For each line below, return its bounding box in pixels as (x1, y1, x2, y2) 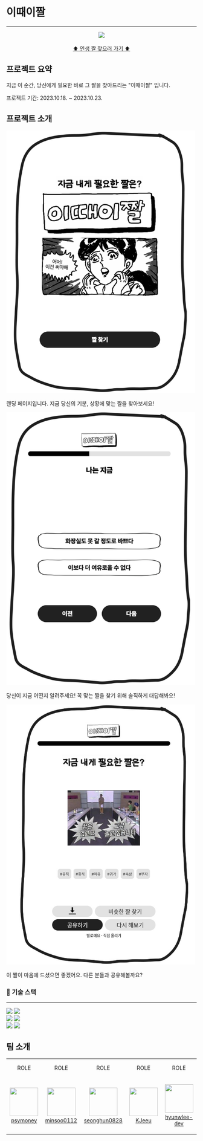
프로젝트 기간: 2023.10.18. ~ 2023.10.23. (6, 94, 103, 102)
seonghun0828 (83, 1116, 123, 1124)
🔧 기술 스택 (6, 987, 36, 996)
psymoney (11, 1116, 37, 1124)
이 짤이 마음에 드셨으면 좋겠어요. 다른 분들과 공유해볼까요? (6, 971, 143, 978)
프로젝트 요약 (6, 64, 53, 74)
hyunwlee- (165, 1113, 193, 1121)
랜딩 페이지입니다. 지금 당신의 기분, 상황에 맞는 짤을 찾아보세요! (6, 400, 155, 407)
